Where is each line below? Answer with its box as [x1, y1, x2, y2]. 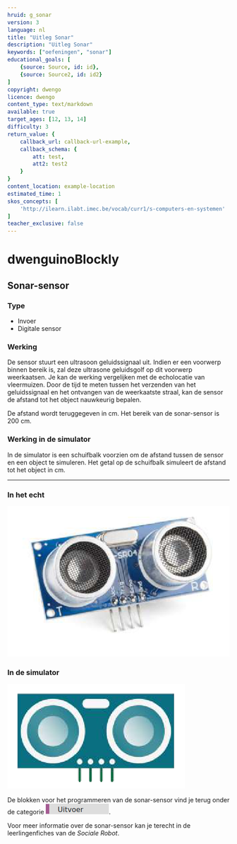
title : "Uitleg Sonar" [7, 34, 74, 41]
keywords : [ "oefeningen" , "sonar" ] [7, 49, 112, 56]
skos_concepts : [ [7, 198, 59, 205]
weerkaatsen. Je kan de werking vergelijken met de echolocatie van [7, 373, 205, 382]
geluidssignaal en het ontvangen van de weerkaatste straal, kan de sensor [7, 388, 224, 397]
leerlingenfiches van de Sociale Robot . [7, 829, 120, 838]
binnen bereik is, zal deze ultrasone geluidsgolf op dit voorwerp [7, 365, 193, 374]
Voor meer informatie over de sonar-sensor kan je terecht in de [7, 821, 191, 830]
